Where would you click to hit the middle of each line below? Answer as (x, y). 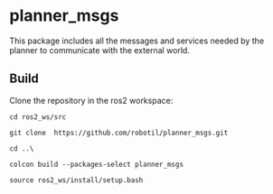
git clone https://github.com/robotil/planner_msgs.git (119, 133)
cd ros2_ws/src (38, 117)
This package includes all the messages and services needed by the (137, 41)
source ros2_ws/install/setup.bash (76, 180)
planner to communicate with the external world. (99, 50)
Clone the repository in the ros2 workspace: (91, 100)
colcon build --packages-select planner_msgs (96, 164)
